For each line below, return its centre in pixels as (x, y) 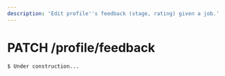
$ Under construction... (43, 66)
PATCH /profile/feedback (81, 47)
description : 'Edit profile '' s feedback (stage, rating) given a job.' (113, 13)
